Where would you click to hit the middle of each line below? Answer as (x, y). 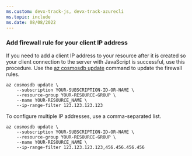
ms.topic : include (28, 17)
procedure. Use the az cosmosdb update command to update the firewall (94, 68)
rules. (13, 74)
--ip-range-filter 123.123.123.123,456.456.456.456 (81, 147)
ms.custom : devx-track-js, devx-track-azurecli (65, 11)
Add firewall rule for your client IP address (67, 43)
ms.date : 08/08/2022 (31, 22)
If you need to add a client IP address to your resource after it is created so (96, 56)
